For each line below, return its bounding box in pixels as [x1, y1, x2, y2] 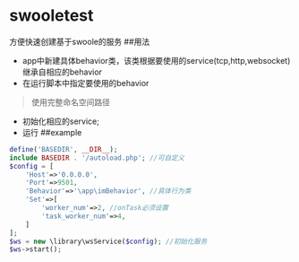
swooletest [9, 5, 94, 26]
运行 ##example [21, 127, 82, 137]
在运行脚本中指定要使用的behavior [21, 77, 149, 88]
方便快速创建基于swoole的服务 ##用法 [9, 36, 150, 47]
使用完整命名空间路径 [30, 96, 110, 108]
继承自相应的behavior [21, 66, 103, 77]
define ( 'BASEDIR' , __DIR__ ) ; [9, 144, 118, 153]
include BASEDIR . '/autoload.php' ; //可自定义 [9, 153, 185, 162]
